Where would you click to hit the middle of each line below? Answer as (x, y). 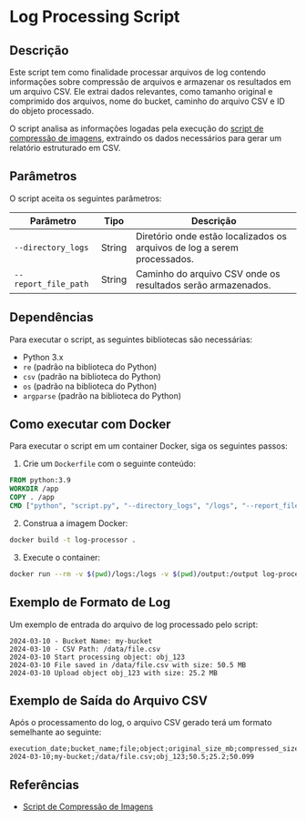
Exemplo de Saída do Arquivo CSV (108, 700)
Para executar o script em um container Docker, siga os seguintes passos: (149, 446)
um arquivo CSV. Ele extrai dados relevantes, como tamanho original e (141, 91)
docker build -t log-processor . (73, 540)
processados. (164, 258)
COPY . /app (32, 498)
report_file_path (51, 284)
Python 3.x (43, 357)
